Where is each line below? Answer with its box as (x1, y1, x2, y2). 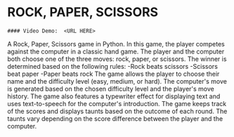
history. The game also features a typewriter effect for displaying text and (7, 92, 221, 100)
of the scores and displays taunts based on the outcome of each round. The (7, 107, 228, 115)
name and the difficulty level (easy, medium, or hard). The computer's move (7, 77, 227, 85)
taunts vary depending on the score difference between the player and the (7, 114, 223, 123)
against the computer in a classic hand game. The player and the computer (7, 47, 225, 56)
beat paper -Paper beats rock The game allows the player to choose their (7, 70, 220, 78)
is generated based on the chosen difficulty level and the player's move (7, 84, 214, 93)
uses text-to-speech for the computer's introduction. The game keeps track (7, 99, 227, 107)
